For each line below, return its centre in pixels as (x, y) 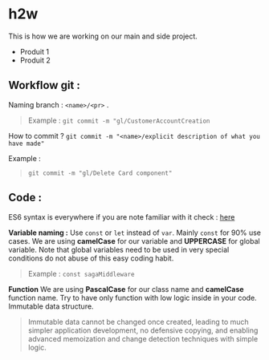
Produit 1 (35, 51)
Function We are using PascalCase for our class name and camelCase (126, 289)
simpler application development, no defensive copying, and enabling (143, 330)
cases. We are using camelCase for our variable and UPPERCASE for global (134, 241)
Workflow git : (44, 85)
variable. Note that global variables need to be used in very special (119, 249)
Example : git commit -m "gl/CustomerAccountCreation (119, 120)
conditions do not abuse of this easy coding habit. (91, 258)
